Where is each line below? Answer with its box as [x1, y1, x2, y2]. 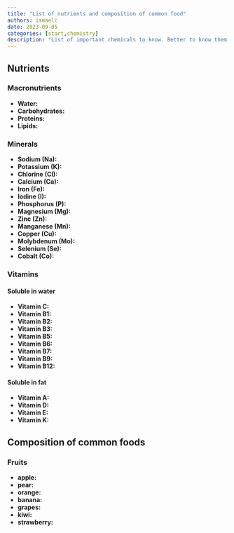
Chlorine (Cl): [17, 170, 58, 179]
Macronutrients [7, 83, 62, 93]
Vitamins [7, 269, 39, 279]
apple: [17, 473, 37, 482]
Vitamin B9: [17, 355, 53, 363]
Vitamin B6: [17, 339, 53, 348]
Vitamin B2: [17, 317, 53, 326]
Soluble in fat [7, 378, 47, 386]
